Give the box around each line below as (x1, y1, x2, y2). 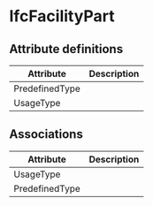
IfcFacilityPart (9, 6, 115, 27)
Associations (9, 126, 84, 142)
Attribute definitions (9, 42, 124, 57)
